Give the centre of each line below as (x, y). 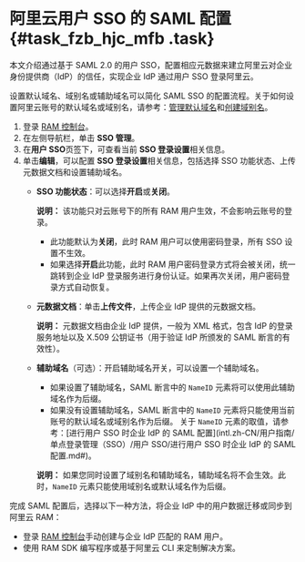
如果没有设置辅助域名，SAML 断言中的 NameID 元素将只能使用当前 (173, 410)
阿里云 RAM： (36, 516)
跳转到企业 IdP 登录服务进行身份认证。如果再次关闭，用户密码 (166, 275)
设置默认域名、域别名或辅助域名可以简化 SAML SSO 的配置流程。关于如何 (148, 96)
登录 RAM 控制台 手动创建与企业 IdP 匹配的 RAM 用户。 (125, 536)
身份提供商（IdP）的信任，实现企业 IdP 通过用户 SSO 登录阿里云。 (134, 76)
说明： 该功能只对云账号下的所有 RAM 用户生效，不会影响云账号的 (160, 210)
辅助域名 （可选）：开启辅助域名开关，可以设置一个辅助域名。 (150, 368)
